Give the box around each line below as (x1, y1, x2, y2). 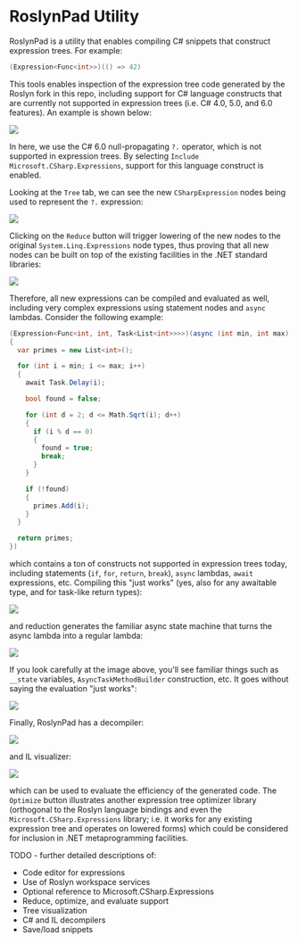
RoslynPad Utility (9, 6, 140, 27)
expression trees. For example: (9, 45, 123, 55)
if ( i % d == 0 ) (32, 426, 94, 436)
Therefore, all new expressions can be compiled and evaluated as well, (9, 293, 270, 303)
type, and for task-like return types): (9, 587, 143, 598)
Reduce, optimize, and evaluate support (21, 896, 170, 906)
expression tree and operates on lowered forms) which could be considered (9, 823, 288, 834)
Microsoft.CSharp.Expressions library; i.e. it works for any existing (9, 814, 252, 824)
